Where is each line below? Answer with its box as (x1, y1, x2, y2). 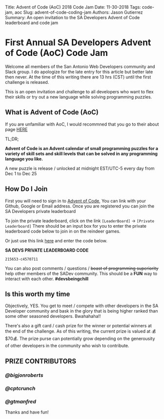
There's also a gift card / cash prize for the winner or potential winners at (5, 323, 152, 329)
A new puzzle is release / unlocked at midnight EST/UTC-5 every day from (5, 165, 155, 171)
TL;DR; (5, 136, 19, 142)
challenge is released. (5, 79, 49, 85)
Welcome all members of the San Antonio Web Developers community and (5, 63, 155, 69)
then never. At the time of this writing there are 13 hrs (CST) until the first (5, 74, 151, 80)
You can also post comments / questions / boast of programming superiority (5, 265, 159, 271)
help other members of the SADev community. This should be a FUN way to (5, 270, 158, 276)
